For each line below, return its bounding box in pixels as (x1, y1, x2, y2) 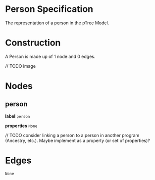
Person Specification (5, 3, 94, 15)
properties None (5, 123, 38, 129)
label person (5, 113, 30, 119)
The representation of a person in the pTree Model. (5, 20, 109, 26)
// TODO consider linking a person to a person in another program (5, 132, 140, 138)
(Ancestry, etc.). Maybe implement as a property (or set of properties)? (5, 137, 150, 143)
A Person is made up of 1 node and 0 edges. (5, 53, 96, 59)
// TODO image (5, 63, 36, 69)
